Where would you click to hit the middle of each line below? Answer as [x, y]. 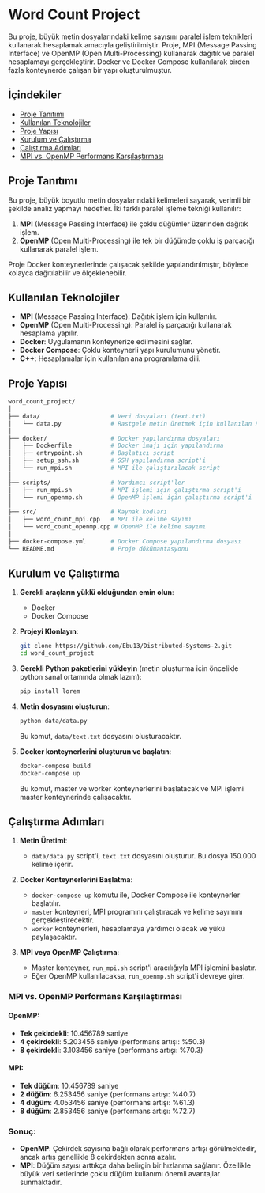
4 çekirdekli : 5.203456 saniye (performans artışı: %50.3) [112, 1041]
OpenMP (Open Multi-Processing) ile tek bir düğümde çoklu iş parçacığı [137, 240]
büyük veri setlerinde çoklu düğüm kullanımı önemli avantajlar [120, 1174]
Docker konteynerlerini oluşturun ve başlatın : [95, 751]
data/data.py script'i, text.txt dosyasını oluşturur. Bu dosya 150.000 [144, 856]
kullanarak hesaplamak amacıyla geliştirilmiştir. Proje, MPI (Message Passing [132, 44]
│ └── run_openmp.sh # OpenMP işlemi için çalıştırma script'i [130, 497]
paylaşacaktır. [54, 937]
